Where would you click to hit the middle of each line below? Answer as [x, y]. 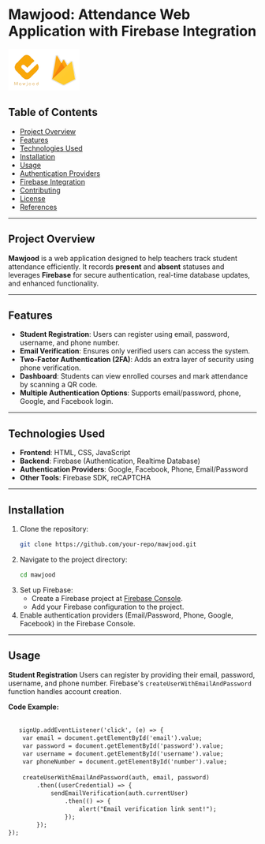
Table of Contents [53, 112]
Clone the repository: [54, 529]
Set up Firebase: [46, 590]
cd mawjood [37, 575]
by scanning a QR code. [58, 385]
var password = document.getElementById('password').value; [123, 746]
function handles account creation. [65, 691]
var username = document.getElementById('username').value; [123, 754]
